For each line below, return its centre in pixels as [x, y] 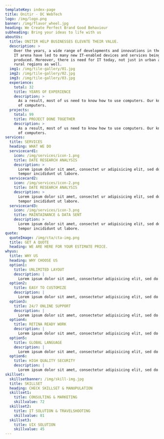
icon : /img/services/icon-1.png [47, 155]
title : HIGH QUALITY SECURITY [45, 361]
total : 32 [24, 87]
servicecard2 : [24, 179]
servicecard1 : [24, 151]
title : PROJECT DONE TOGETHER [45, 119]
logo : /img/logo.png [26, 19]
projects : [19, 110]
